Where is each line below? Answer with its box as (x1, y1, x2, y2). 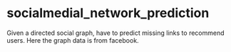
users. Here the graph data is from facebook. (6, 36, 140, 44)
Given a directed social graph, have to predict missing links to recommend (6, 28, 225, 37)
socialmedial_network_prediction (6, 5, 210, 21)
